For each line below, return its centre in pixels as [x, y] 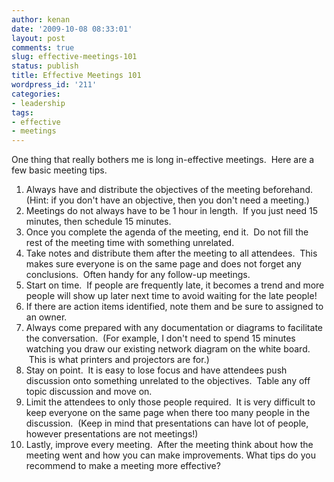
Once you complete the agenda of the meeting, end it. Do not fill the [167, 232]
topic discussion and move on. [89, 392]
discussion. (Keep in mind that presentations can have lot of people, [167, 423]
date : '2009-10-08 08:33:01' [72, 29]
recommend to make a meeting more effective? [123, 466]
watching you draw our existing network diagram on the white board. [168, 349]
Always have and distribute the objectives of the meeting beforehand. [169, 190]
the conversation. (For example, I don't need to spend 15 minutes [160, 338]
